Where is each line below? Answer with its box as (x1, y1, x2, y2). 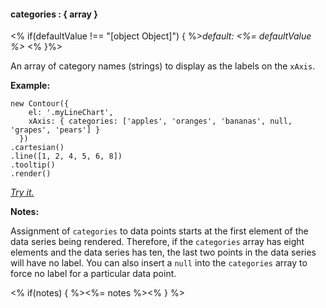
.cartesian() (10, 143, 65, 153)
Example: (10, 80, 51, 92)
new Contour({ (10, 99, 70, 109)
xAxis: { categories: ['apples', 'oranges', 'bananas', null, (28, 116, 293, 127)
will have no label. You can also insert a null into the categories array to (10, 257, 308, 269)
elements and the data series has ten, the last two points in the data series (10, 246, 317, 259)
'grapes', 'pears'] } (10, 125, 101, 135)
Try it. (10, 186, 35, 199)
